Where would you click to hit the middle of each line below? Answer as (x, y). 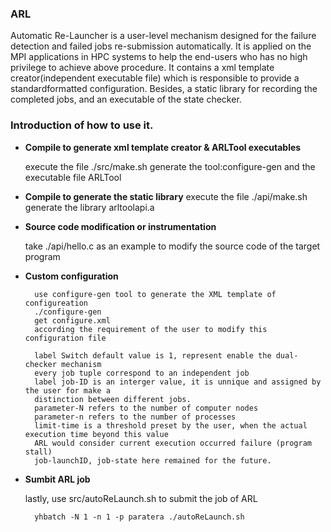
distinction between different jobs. (113, 399)
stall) (38, 452)
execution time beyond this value (96, 434)
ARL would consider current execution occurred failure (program (173, 443)
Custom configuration (71, 276)
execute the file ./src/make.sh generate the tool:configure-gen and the (170, 166)
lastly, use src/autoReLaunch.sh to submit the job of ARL (141, 498)
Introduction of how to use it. (82, 125)
